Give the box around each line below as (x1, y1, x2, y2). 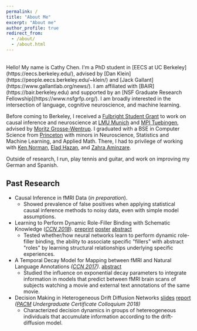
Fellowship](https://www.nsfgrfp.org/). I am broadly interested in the (6, 95, 171, 102)
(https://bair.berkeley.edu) (6, 89, 69, 96)
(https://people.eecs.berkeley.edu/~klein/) (6, 76, 108, 83)
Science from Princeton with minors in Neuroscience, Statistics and (6, 131, 169, 138)
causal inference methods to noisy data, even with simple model (23, 206, 179, 213)
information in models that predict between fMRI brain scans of (23, 275, 176, 282)
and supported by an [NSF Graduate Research (70, 89, 182, 96)
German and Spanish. (6, 161, 59, 168)
